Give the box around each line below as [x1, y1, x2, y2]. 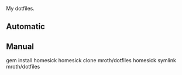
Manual [6, 41, 34, 51]
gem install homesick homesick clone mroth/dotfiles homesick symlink [6, 57, 177, 64]
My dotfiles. [6, 5, 35, 12]
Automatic [6, 22, 46, 31]
